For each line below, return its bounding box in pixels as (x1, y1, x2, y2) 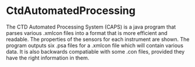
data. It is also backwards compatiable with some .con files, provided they (6, 48, 185, 55)
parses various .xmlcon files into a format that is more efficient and (6, 29, 168, 36)
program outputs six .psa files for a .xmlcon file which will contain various (6, 42, 183, 49)
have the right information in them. (6, 54, 90, 61)
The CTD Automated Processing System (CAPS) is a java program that (6, 23, 176, 30)
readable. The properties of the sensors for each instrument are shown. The (6, 36, 190, 43)
